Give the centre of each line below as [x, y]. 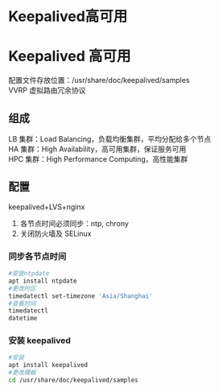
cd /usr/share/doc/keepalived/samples [73, 380]
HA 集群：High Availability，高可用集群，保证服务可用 [97, 149]
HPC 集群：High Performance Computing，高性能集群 [98, 159]
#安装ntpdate [29, 274]
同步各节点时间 [37, 256]
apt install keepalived [48, 365]
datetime [23, 319]
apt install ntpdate [43, 281]
